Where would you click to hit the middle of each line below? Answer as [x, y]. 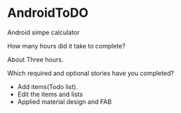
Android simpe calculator [43, 32]
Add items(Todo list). [48, 86]
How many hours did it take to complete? [67, 46]
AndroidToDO [48, 13]
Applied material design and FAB [65, 101]
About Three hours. [35, 59]
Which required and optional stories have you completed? [90, 73]
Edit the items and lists [50, 94]
